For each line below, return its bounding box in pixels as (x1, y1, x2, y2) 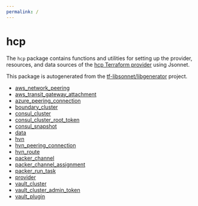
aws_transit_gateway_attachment (14, 91, 97, 98)
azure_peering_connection (14, 97, 81, 104)
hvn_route (14, 148, 40, 155)
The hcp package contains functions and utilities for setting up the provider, (6, 55, 193, 62)
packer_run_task (14, 167, 56, 174)
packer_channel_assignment (14, 160, 86, 168)
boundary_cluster (14, 103, 58, 111)
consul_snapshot (14, 123, 57, 130)
